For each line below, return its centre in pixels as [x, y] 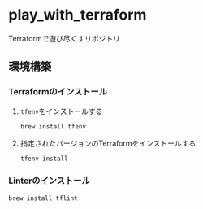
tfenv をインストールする [61, 111]
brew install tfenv [53, 126]
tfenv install [44, 159]
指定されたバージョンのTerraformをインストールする [108, 143]
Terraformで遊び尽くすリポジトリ [64, 38]
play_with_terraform [78, 15]
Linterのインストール [50, 181]
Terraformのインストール [58, 92]
